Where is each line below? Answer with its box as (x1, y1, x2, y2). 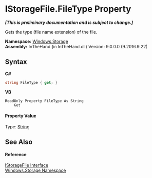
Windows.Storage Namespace (5, 167, 66, 174)
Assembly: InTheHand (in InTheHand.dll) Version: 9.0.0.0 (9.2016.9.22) (5, 43, 148, 49)
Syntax (5, 58, 27, 66)
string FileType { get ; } (5, 80, 57, 85)
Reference (5, 151, 27, 157)
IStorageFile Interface (5, 162, 49, 168)
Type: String (5, 123, 30, 130)
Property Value (5, 113, 37, 119)
